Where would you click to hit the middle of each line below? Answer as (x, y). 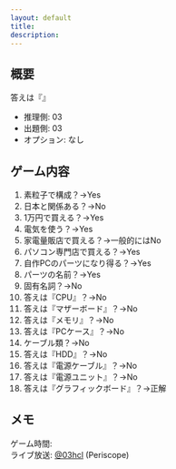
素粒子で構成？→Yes (62, 195)
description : (35, 35)
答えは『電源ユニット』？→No (81, 377)
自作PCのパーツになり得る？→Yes (88, 263)
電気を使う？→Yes (58, 229)
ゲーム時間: (31, 444)
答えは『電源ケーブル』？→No (80, 366)
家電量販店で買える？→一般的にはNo (92, 240)
